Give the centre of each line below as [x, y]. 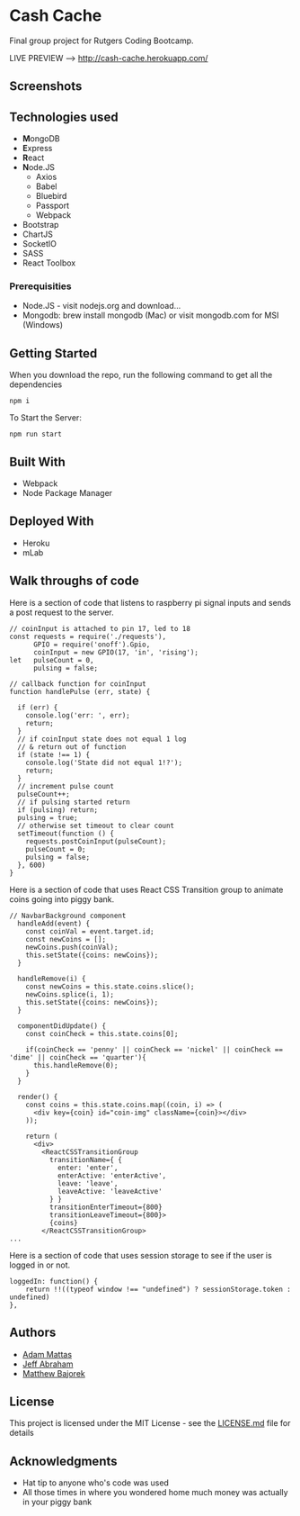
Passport [53, 206]
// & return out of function [72, 747]
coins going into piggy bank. [62, 899]
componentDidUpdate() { [62, 1026]
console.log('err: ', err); [78, 715]
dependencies [36, 384]
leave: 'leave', [88, 1183]
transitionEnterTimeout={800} [106, 1207]
